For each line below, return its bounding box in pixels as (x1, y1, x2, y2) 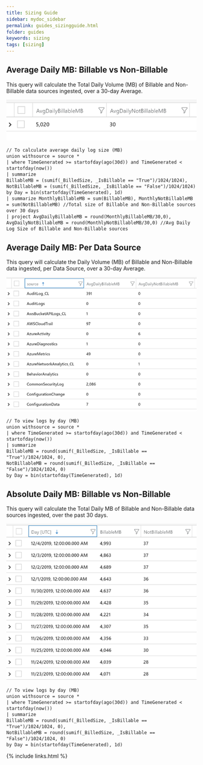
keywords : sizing (6, 35, 50, 42)
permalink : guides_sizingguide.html (6, 22, 98, 28)
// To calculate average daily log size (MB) (6, 147, 123, 154)
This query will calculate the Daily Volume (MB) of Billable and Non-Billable (6, 258, 193, 266)
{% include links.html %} (6, 752, 68, 760)
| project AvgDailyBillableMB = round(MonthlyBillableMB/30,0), (6, 214, 172, 220)
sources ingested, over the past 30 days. (6, 511, 108, 519)
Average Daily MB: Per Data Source (6, 242, 141, 252)
